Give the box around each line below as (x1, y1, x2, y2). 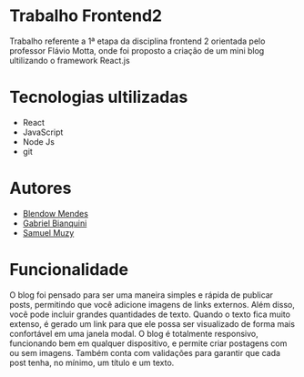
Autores (9, 178, 72, 199)
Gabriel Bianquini (22, 218, 87, 229)
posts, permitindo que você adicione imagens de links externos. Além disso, (9, 299, 296, 310)
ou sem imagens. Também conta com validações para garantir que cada (9, 347, 280, 358)
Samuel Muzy (22, 227, 75, 238)
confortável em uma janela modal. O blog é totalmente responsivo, (9, 328, 258, 339)
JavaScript (22, 127, 64, 138)
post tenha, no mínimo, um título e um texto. (9, 357, 175, 368)
